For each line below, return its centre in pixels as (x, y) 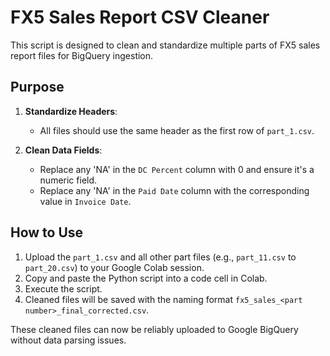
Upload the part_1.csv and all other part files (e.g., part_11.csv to (160, 257)
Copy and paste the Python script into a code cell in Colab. (146, 278)
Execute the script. (63, 288)
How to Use (47, 232)
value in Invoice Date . (85, 201)
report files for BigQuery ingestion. (82, 55)
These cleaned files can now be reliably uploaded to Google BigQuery (154, 329)
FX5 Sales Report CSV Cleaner (140, 17)
